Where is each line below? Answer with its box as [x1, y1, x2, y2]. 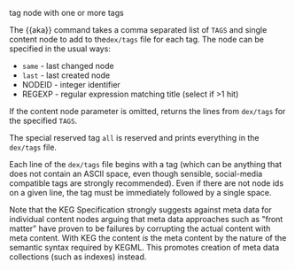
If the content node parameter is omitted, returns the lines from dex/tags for [9, 106, 286, 116]
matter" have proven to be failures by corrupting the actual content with [9, 223, 271, 234]
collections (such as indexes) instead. [9, 251, 147, 262]
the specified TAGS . [9, 115, 78, 126]
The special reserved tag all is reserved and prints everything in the [9, 133, 260, 143]
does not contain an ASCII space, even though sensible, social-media [9, 168, 263, 179]
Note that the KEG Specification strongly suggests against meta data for [9, 204, 272, 215]
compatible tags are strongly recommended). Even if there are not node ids [9, 178, 284, 189]
